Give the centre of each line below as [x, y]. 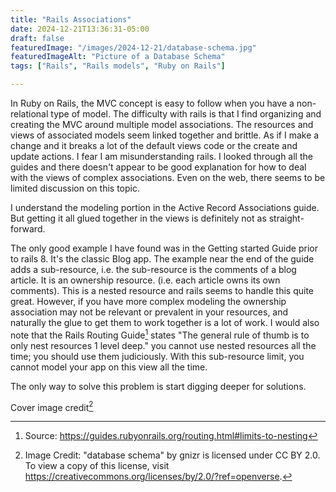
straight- [286, 218]
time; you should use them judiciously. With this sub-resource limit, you [157, 356]
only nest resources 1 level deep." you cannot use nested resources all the [163, 345]
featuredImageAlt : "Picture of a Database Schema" [118, 57]
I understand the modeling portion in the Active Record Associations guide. [165, 207]
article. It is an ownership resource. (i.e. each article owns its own [145, 280]
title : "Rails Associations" [71, 19]
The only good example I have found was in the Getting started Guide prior [164, 248]
